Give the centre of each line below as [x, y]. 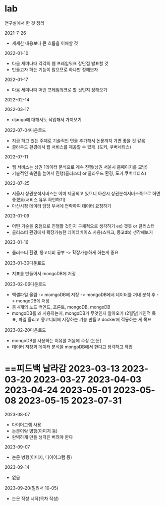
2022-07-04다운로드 [26, 130]
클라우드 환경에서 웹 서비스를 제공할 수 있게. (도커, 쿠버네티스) [72, 146]
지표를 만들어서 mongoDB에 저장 [44, 273]
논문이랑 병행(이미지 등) [35, 431]
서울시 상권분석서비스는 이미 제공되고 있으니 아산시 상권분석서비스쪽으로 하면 [86, 193]
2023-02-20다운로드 [26, 330]
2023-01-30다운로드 [25, 263]
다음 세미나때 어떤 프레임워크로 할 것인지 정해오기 [59, 89]
